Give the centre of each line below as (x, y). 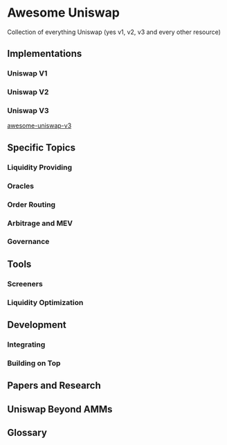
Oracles (21, 186)
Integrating (26, 344)
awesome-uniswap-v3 (39, 125)
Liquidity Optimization (45, 302)
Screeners (25, 283)
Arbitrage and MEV (40, 223)
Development (37, 325)
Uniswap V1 (27, 73)
